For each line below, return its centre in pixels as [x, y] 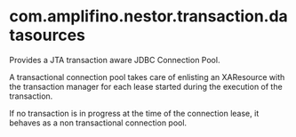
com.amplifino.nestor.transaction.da [149, 16]
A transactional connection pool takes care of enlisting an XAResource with [147, 77]
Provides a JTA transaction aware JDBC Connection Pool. [115, 60]
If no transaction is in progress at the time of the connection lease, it [134, 113]
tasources [48, 35]
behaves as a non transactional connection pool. [98, 123]
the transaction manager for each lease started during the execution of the [146, 86]
